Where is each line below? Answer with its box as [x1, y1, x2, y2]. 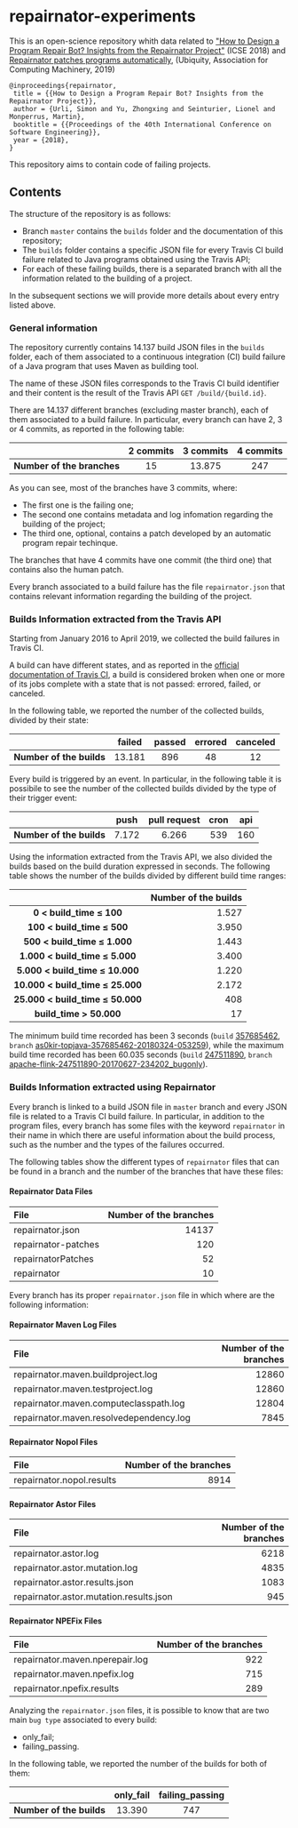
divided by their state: [9, 715, 89, 726]
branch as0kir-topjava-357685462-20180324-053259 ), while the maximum [9, 1040, 285, 1051]
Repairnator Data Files [9, 1186, 93, 1197]
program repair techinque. [21, 538, 118, 549]
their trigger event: [9, 793, 78, 804]
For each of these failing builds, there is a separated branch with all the [21, 263, 282, 274]
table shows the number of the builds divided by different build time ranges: [9, 870, 286, 881]
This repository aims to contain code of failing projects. [9, 158, 211, 170]
